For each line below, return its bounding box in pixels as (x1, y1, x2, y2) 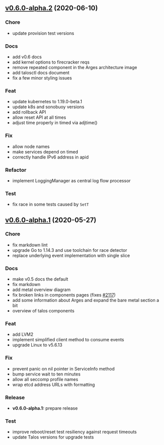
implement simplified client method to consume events (12, 337, 124, 343)
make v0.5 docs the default (12, 276, 68, 282)
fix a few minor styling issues (12, 74, 72, 81)
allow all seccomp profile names (12, 376, 78, 382)
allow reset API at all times (12, 114, 66, 121)
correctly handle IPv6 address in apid (12, 154, 89, 160)
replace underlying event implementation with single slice (12, 252, 130, 258)
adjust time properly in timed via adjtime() (12, 120, 98, 126)
